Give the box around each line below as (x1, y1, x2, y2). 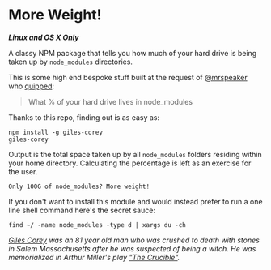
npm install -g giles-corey (8, 128, 104, 136)
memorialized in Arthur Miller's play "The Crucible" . (8, 252, 180, 262)
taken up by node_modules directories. (8, 57, 133, 66)
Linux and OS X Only (8, 32, 79, 42)
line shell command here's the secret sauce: (8, 205, 156, 215)
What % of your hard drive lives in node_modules (28, 96, 193, 106)
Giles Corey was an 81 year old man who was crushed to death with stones (8, 235, 260, 245)
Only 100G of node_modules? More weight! (8, 182, 150, 191)
